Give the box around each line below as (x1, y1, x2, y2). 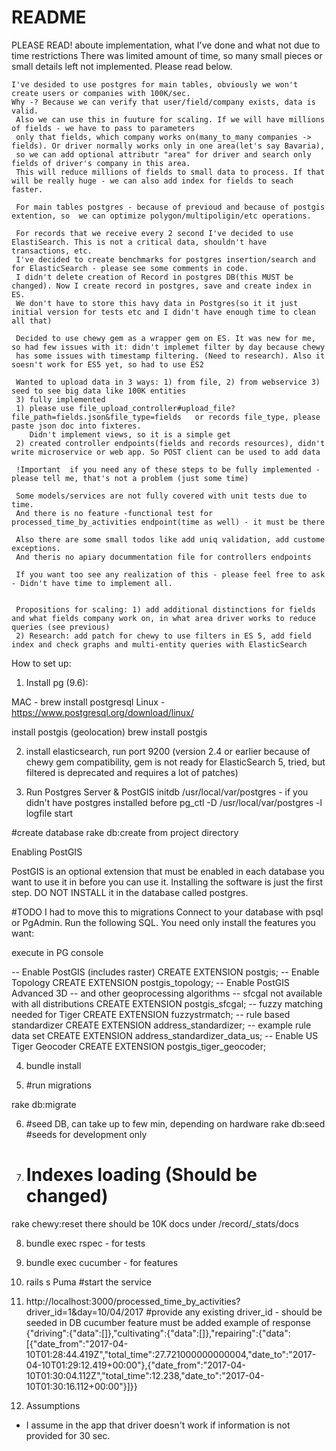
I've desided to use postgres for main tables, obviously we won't (11, 79, 299, 90)
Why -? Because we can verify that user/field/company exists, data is (11, 97, 316, 107)
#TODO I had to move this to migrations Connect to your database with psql (11, 906, 324, 918)
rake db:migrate (11, 1098, 77, 1110)
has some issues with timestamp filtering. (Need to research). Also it (15, 351, 326, 361)
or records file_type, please (194, 412, 321, 422)
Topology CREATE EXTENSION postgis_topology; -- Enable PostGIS (11, 976, 290, 988)
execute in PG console (11, 946, 104, 958)
